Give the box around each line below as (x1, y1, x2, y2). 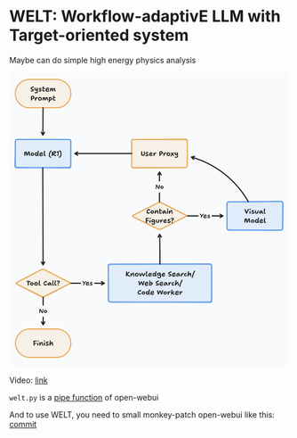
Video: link (9, 375, 48, 385)
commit (9, 419, 37, 430)
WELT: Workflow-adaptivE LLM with (9, 6, 281, 27)
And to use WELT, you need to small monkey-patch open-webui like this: (9, 409, 276, 420)
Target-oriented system (9, 25, 189, 45)
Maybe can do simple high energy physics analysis (9, 54, 197, 65)
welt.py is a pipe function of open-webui (9, 393, 159, 403)
